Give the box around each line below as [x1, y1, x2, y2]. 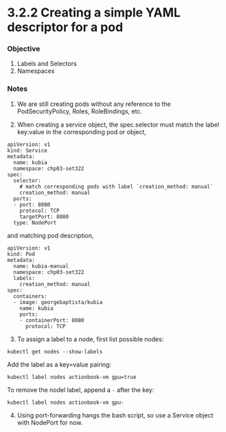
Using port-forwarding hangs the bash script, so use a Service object [16, 411, 214, 419]
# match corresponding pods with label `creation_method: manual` [19, 183, 214, 190]
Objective [7, 44, 41, 54]
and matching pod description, [7, 231, 94, 239]
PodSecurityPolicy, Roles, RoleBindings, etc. [16, 107, 143, 115]
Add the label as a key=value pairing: [7, 360, 112, 369]
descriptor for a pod [7, 19, 124, 35]
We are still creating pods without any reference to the [16, 100, 172, 108]
